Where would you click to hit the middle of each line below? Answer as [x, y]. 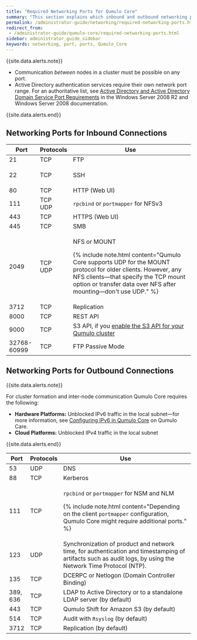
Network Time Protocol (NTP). [105, 566]
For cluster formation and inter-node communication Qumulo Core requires [97, 396]
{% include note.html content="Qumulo [127, 254]
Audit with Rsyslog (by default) [105, 618]
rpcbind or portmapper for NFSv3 [118, 203]
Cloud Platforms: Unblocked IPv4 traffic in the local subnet [86, 433]
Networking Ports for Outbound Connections [90, 371]
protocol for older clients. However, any [127, 269]
